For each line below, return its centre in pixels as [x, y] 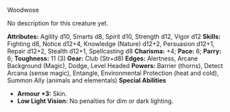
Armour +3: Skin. [42, 93]
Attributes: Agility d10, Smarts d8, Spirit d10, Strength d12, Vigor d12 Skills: [114, 36]
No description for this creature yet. [58, 23]
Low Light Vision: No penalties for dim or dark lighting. [95, 101]
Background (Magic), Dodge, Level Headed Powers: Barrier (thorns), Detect [115, 66]
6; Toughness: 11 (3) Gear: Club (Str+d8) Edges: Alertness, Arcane [103, 58]
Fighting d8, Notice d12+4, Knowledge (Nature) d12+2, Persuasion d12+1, [111, 44]
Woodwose [23, 10]
